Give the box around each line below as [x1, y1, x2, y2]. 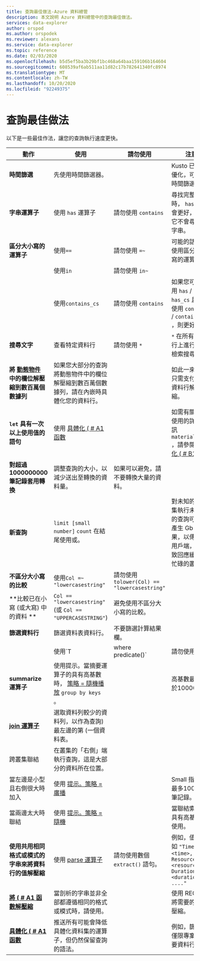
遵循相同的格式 [65, 898, 108, 906]
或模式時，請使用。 [53, 907, 108, 915]
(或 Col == [53, 605, 82, 613]
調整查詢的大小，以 [53, 464, 108, 472]
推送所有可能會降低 [53, 918, 108, 926]
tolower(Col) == [113, 578, 160, 585]
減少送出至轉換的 [53, 473, 102, 481]
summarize [9, 674, 42, 683]
